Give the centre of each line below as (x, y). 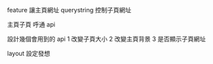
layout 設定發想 (29, 53)
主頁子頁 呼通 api (31, 25)
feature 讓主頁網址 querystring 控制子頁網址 (69, 10)
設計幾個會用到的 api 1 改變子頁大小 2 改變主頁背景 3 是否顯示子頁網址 (106, 39)
